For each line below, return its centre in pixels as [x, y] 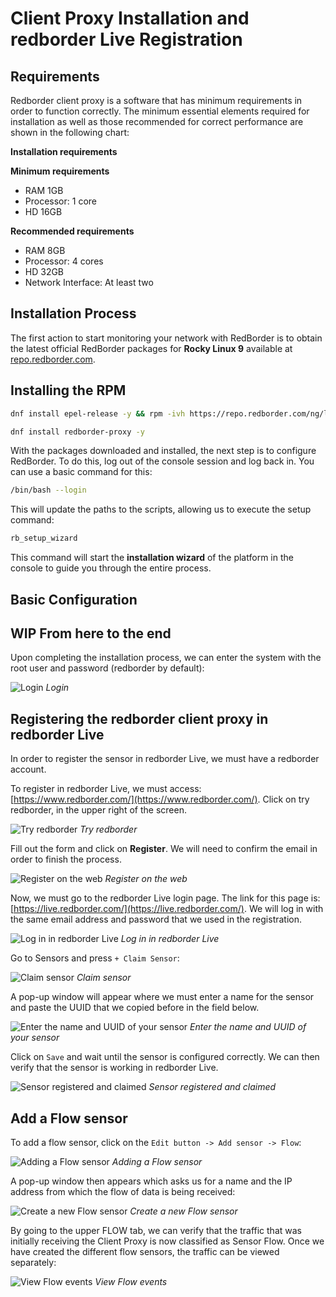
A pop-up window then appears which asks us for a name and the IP [151, 1181]
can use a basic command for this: [81, 472]
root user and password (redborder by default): [107, 668]
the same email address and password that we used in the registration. [156, 919]
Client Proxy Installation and [130, 18]
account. [28, 769]
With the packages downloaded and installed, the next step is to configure [163, 451]
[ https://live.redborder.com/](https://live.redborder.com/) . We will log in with [167, 909]
